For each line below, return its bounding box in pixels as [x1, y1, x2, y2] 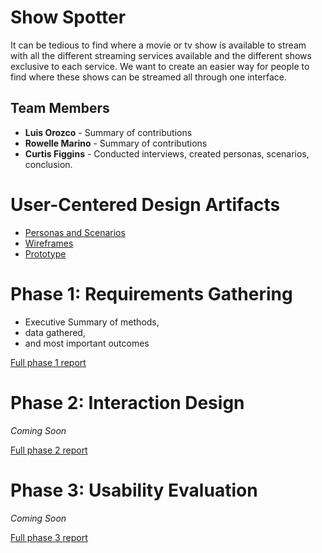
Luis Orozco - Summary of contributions [24, 126, 193, 138]
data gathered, [24, 326, 86, 338]
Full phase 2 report [10, 444, 88, 456]
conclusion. [24, 158, 73, 170]
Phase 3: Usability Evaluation [10, 479, 258, 501]
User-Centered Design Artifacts [10, 193, 281, 216]
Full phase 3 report [10, 531, 88, 543]
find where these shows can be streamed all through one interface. [10, 71, 287, 83]
